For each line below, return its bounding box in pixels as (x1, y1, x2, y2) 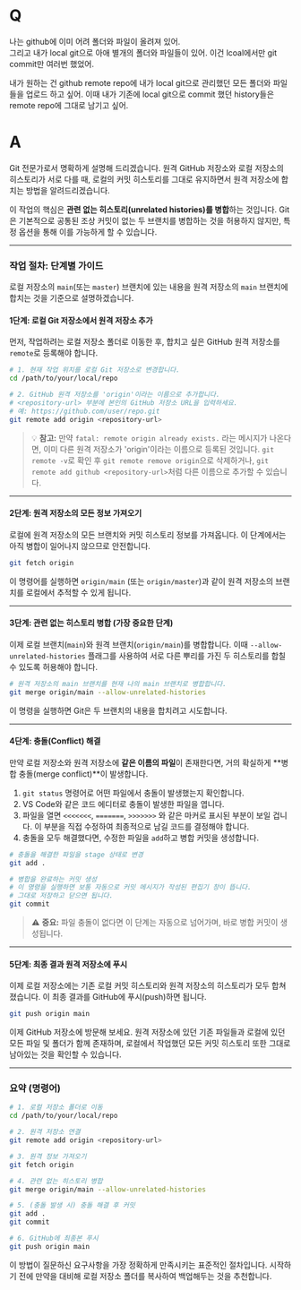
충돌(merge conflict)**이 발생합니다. (18, 768, 149, 779)
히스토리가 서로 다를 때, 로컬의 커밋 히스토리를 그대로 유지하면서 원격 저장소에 (9, 174, 279, 185)
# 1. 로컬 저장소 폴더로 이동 (9, 1103, 103, 1112)
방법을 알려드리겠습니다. (25, 185, 110, 195)
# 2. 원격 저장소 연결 (9, 1128, 81, 1137)
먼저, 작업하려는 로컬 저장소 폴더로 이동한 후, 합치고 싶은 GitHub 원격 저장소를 (9, 337, 280, 348)
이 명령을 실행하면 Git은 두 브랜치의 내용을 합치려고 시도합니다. (9, 705, 228, 716)
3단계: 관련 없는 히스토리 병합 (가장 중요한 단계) (9, 617, 174, 628)
